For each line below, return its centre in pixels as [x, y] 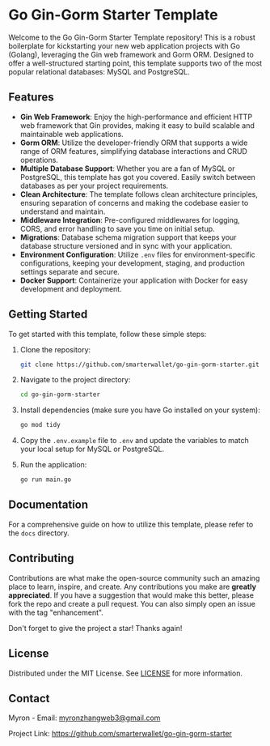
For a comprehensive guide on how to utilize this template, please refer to [131, 524]
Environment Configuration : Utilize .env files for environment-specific [138, 254]
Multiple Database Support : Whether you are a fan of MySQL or [127, 168]
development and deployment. [71, 288]
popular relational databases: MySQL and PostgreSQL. [99, 71]
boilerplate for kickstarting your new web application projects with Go [124, 45]
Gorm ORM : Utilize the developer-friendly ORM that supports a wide [134, 143]
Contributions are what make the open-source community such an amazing [134, 578]
